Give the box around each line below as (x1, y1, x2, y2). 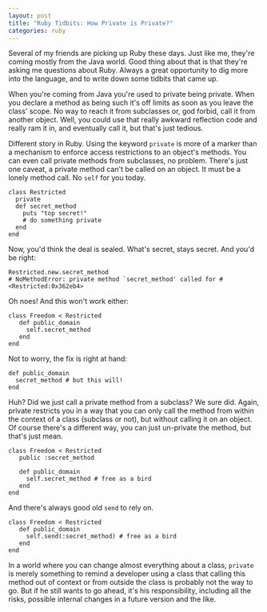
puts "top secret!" (22, 210, 88, 218)
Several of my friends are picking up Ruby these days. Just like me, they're (8, 49, 255, 58)
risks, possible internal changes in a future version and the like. (8, 594, 217, 604)
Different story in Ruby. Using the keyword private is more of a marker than (8, 139, 257, 149)
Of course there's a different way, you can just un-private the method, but (8, 423, 252, 433)
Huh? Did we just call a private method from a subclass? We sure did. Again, (8, 398, 260, 407)
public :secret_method (18, 454, 94, 462)
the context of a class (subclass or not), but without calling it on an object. (8, 414, 253, 424)
